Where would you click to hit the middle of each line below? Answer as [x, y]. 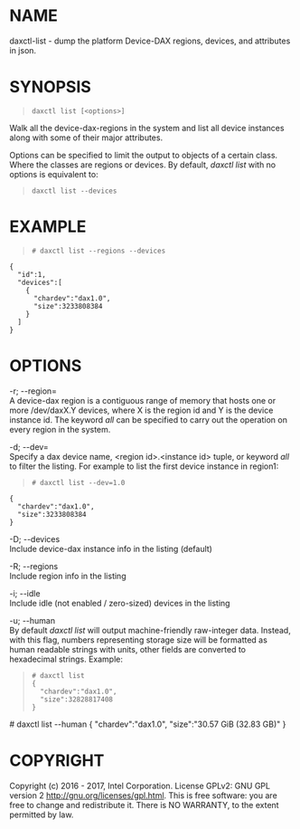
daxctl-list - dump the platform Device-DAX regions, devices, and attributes [150, 41]
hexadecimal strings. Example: [66, 659]
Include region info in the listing [68, 576]
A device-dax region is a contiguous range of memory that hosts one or [143, 400]
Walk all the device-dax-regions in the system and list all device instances [147, 128]
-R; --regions [34, 566]
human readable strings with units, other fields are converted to [128, 649]
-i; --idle [25, 593]
